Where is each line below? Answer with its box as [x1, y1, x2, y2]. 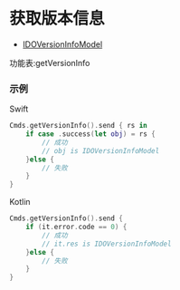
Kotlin [9, 197, 31, 208]
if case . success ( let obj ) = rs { [25, 130, 156, 139]
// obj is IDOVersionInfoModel [42, 146, 160, 155]
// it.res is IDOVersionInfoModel [42, 239, 172, 248]
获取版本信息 [9, 8, 106, 29]
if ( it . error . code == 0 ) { [25, 223, 128, 232]
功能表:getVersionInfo [9, 57, 90, 68]
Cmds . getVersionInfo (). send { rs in [9, 121, 147, 130]
